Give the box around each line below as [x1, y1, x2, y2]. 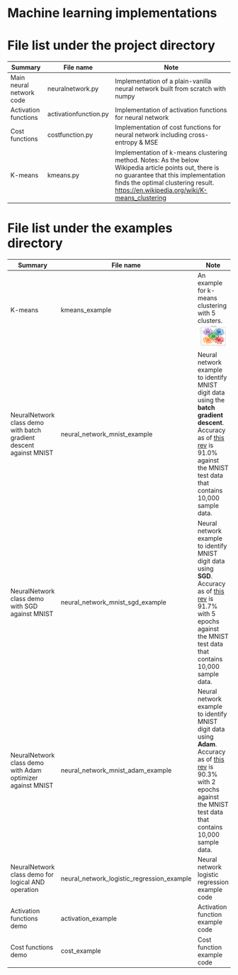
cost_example [60, 947, 101, 955]
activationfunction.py [47, 109, 109, 118]
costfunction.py [47, 131, 93, 139]
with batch [10, 426, 41, 434]
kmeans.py [47, 170, 80, 179]
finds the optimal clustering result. [114, 178, 215, 187]
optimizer [10, 773, 38, 782]
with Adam [10, 766, 42, 775]
